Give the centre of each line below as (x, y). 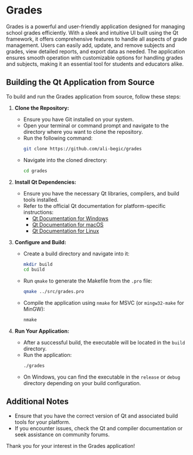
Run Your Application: (42, 331)
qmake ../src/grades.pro (54, 292)
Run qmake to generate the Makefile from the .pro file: (88, 281)
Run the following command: (58, 138)
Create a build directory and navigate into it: (77, 254)
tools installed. (41, 200)
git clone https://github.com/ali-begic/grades (82, 149)
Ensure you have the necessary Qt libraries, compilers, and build (101, 193)
